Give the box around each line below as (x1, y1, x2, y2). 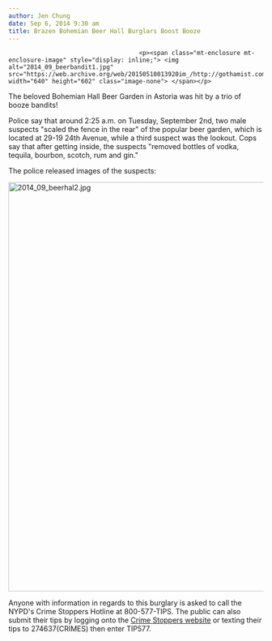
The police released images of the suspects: (8, 166, 156, 176)
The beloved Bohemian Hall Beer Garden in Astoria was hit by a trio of (8, 92, 241, 101)
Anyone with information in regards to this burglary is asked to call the (8, 598, 242, 608)
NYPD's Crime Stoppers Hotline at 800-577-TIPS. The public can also (8, 607, 241, 617)
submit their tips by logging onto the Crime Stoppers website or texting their (8, 615, 262, 625)
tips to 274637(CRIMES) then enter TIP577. (8, 624, 151, 634)
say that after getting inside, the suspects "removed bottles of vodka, (8, 142, 240, 152)
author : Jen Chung (8, 11, 70, 20)
